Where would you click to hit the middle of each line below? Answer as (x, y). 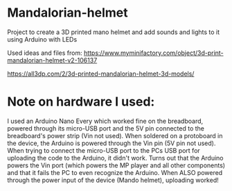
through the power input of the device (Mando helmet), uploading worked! (113, 180)
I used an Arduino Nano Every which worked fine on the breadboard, (105, 121)
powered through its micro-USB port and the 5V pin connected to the (106, 128)
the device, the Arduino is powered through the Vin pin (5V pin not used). (111, 143)
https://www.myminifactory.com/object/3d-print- (153, 53)
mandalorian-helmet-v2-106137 (52, 60)
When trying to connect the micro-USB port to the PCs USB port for (104, 150)
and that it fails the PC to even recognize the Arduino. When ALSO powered (115, 172)
